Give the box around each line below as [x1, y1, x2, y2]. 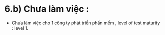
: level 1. [11, 25, 28, 31]
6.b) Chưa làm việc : [4, 3, 89, 15]
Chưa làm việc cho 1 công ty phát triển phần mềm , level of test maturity [11, 20, 160, 26]
